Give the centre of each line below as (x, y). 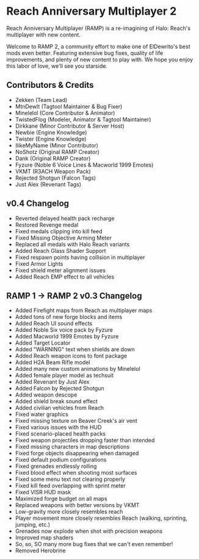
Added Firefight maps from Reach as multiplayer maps (84, 310)
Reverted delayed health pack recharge (65, 218)
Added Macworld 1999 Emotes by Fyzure (67, 337)
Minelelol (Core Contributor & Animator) (65, 113)
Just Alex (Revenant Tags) (48, 184)
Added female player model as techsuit (64, 375)
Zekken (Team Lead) (41, 100)
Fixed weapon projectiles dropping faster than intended (85, 440)
